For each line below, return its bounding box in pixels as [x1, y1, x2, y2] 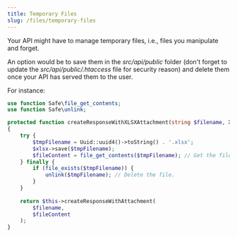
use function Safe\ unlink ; [7, 107, 87, 114]
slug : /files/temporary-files [7, 17, 97, 24]
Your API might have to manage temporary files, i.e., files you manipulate [7, 36, 219, 44]
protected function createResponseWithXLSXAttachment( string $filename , [7, 119, 226, 126]
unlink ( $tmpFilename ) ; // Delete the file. [44, 171, 175, 178]
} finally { [20, 158, 55, 166]
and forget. [7, 44, 40, 52]
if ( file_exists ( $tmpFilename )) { [32, 165, 134, 172]
